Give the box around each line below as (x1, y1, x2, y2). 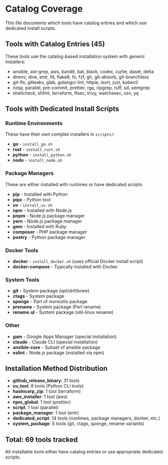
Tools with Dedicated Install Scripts (5, 105, 119, 113)
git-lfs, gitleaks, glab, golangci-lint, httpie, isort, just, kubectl (12, 79, 138, 85)
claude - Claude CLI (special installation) (12, 339, 98, 345)
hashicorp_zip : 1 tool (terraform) (12, 388, 81, 395)
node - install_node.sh (12, 157, 62, 163)
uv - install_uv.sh (12, 202, 53, 208)
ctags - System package (12, 293, 65, 299)
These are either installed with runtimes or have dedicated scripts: (5, 181, 143, 187)
